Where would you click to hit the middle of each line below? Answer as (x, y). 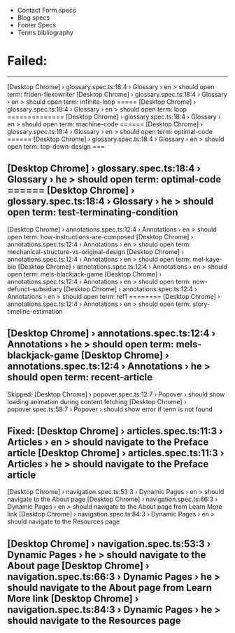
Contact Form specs (47, 10)
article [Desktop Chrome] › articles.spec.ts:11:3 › (116, 453)
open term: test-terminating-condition (93, 212)
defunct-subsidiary (35, 289)
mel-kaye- (207, 259)
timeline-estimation (35, 311)
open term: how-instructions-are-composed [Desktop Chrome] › (100, 236)
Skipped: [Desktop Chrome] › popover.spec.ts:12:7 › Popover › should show (116, 394)
